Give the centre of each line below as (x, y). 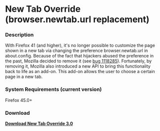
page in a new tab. (24, 77)
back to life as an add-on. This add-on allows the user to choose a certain (80, 72)
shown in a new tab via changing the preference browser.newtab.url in (77, 51)
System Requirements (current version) (53, 89)
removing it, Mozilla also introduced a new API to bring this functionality (78, 66)
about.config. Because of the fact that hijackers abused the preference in (80, 56)
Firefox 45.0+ (19, 100)
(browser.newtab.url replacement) (77, 19)
